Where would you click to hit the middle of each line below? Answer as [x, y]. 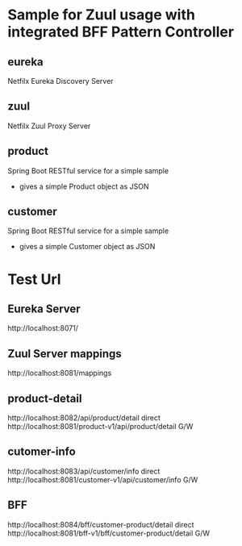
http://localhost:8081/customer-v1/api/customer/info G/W [103, 479]
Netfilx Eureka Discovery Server [60, 81]
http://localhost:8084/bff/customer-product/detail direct [101, 524]
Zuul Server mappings [65, 354]
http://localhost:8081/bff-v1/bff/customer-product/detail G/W [109, 533]
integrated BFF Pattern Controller [121, 32]
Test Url [34, 279]
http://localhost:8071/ [43, 328]
